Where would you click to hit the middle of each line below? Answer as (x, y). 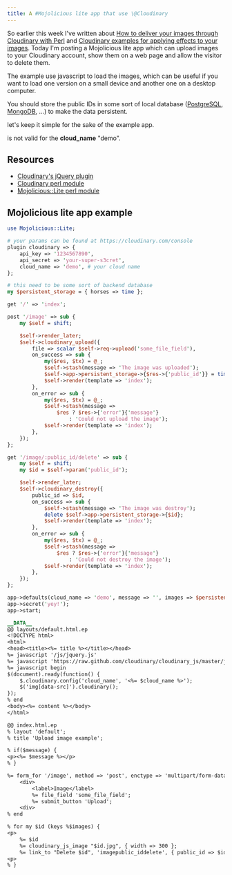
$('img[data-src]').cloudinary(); (69, 687)
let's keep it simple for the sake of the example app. (81, 124)
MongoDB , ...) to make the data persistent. (67, 111)
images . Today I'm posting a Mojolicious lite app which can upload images (113, 48)
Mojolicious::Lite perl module (58, 191)
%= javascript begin (37, 668)
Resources (31, 160)
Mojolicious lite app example (70, 212)
